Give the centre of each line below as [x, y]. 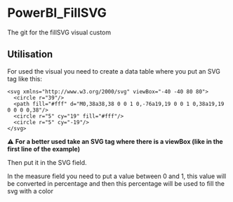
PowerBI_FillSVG [57, 13]
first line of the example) [44, 149]
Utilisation [30, 54]
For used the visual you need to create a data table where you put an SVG [114, 71]
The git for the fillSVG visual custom [59, 32]
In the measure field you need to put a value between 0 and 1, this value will [117, 176]
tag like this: [25, 79]
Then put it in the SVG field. [47, 162]
